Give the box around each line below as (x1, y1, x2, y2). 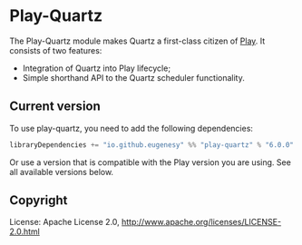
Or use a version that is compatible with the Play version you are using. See (9, 156, 292, 168)
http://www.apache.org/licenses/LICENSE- (121, 217, 282, 228)
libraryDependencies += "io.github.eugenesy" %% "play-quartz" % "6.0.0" (9, 140, 295, 150)
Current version (9, 99, 102, 114)
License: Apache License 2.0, (9, 217, 120, 228)
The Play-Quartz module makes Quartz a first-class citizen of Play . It (9, 35, 266, 46)
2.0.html (9, 226, 41, 237)
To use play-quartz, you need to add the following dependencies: (9, 122, 254, 133)
